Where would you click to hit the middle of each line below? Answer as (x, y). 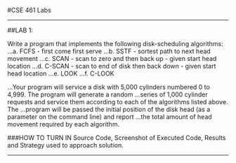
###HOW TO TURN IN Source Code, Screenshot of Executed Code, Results (117, 138)
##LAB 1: (20, 30)
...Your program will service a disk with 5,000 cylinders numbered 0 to (109, 87)
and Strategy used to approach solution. (66, 145)
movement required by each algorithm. (64, 124)
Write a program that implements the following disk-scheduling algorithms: (115, 44)
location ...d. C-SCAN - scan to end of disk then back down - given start (112, 66)
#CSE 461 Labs (29, 10)
